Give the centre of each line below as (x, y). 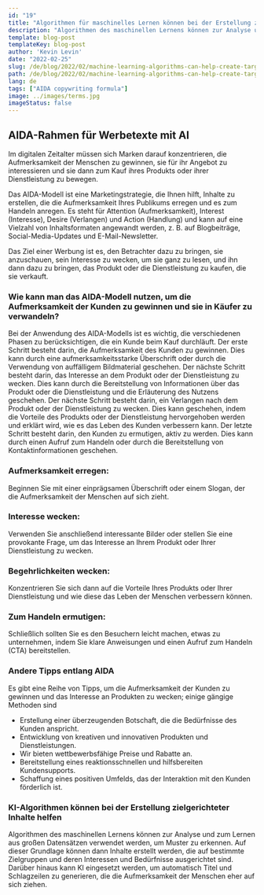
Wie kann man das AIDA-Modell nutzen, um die (100, 296)
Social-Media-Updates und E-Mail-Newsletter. (83, 236)
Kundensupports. (48, 770)
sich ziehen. (28, 885)
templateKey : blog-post (47, 45)
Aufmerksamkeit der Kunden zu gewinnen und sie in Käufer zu (130, 306)
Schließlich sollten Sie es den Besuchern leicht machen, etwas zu (114, 634)
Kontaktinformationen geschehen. (63, 451)
